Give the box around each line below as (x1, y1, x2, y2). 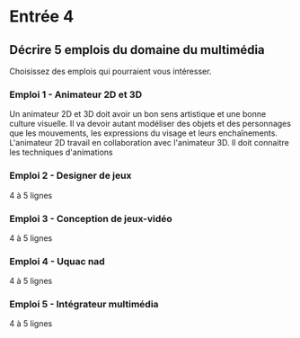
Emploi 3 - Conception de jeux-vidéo (9, 212, 172, 225)
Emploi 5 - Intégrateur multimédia (9, 298, 159, 311)
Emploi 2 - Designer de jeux (9, 169, 132, 182)
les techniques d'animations (9, 147, 114, 158)
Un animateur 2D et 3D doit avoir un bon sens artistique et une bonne (9, 109, 267, 120)
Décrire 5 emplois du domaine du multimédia (9, 42, 265, 58)
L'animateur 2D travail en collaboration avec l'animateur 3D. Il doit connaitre (9, 138, 289, 148)
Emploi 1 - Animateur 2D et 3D (9, 88, 142, 101)
